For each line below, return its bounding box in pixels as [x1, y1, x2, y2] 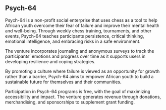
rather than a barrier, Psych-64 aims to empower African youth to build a [5, 73, 154, 79]
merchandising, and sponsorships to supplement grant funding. [5, 99, 135, 105]
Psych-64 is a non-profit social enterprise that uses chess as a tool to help [5, 17, 158, 23]
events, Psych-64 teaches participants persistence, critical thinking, [5, 33, 145, 39]
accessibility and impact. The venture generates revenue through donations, [5, 94, 161, 100]
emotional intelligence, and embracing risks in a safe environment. [5, 38, 141, 44]
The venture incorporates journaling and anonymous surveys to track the [5, 48, 155, 54]
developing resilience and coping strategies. [5, 58, 96, 64]
